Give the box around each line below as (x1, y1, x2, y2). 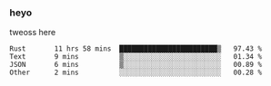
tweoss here (9, 27, 56, 38)
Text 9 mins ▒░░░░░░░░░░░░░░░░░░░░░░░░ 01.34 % (9, 53, 262, 62)
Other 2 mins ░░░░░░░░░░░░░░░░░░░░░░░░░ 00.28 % (9, 68, 262, 78)
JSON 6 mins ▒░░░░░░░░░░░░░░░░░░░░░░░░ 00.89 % (9, 61, 262, 70)
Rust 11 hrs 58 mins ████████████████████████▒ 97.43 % (9, 44, 262, 53)
